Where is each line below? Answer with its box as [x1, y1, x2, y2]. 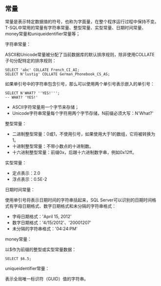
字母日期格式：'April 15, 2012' [12, 213, 72, 219]
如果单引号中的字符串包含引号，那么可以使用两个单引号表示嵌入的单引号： [5, 81, 155, 87]
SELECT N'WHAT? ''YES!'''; [5, 90, 60, 95]
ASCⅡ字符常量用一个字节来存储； [12, 104, 80, 110]
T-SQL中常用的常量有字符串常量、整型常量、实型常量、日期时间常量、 [5, 24, 146, 30]
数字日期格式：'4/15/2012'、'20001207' [12, 220, 92, 225]
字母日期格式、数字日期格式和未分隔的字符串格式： [13, 203, 116, 209]
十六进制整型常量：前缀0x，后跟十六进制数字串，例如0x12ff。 [12, 149, 137, 155]
